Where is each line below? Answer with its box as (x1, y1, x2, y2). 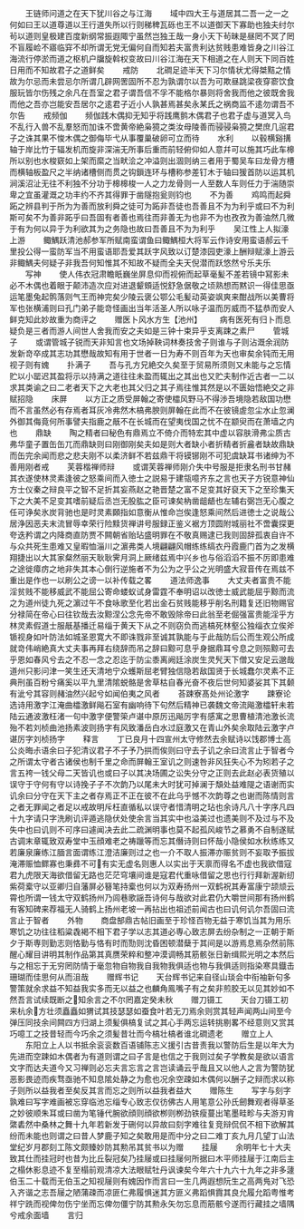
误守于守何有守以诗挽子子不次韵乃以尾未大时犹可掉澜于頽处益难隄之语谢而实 (9, 779, 295, 789)
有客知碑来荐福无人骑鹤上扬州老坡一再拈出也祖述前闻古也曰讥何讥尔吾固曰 (9, 903, 287, 914)
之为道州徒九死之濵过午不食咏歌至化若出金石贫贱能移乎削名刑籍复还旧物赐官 (9, 598, 295, 608)
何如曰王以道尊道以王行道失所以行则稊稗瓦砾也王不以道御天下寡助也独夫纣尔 (9, 19, 295, 30)
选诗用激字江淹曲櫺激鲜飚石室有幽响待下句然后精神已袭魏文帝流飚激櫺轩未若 (9, 699, 295, 710)
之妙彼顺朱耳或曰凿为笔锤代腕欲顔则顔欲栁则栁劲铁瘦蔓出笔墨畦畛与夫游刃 (9, 1107, 287, 1118)
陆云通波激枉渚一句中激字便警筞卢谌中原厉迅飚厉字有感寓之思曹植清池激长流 (9, 711, 295, 721)
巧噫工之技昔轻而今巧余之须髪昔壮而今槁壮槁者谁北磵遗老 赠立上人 (9, 1029, 273, 1039)
